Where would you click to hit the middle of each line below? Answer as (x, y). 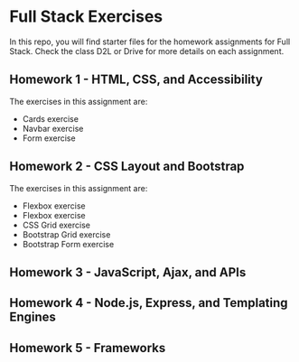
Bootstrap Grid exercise (66, 234)
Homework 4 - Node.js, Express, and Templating (149, 303)
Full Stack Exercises (86, 17)
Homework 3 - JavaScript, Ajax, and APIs (128, 272)
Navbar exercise (53, 128)
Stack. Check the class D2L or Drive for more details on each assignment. (147, 51)
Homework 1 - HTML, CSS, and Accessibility (136, 80)
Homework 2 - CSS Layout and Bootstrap (127, 167)
